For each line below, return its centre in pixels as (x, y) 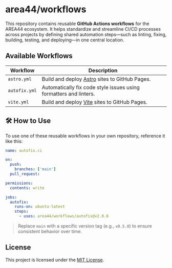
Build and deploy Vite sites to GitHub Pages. (94, 102)
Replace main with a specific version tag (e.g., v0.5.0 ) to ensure (85, 226)
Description (103, 70)
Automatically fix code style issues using (91, 87)
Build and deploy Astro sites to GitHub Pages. (96, 79)
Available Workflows (39, 56)
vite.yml (18, 102)
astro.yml (20, 79)
